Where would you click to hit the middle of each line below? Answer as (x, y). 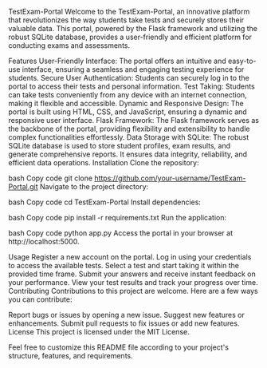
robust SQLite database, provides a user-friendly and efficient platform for (130, 37)
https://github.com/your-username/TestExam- (170, 178)
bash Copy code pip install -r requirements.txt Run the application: (118, 218)
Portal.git (23, 186)
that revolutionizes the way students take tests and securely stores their (126, 20)
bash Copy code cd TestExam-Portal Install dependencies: (105, 202)
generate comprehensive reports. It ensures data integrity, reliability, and (128, 154)
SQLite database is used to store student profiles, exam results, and (120, 146)
